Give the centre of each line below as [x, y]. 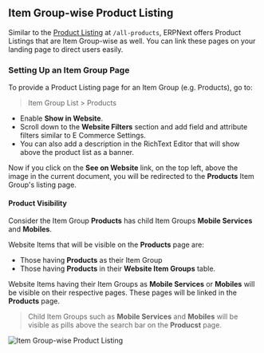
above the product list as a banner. [77, 153]
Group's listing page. [43, 185]
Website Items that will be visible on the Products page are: [106, 245]
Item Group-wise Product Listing [91, 13]
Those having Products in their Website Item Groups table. [118, 269]
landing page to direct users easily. [66, 49]
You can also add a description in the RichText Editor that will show [130, 144]
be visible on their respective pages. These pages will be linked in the [123, 293]
